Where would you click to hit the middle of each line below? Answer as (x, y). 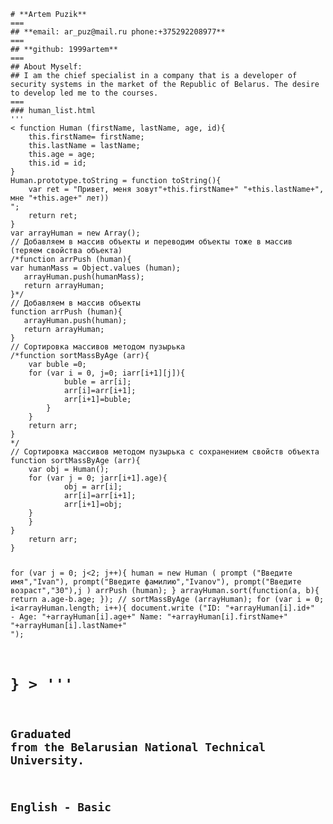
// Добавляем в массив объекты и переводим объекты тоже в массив (151, 242)
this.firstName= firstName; (86, 137)
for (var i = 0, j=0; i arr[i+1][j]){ (107, 373)
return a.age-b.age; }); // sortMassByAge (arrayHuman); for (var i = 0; (167, 599)
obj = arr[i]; (93, 487)
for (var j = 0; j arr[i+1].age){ (98, 478)
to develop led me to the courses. (84, 93)
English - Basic (61, 807)
